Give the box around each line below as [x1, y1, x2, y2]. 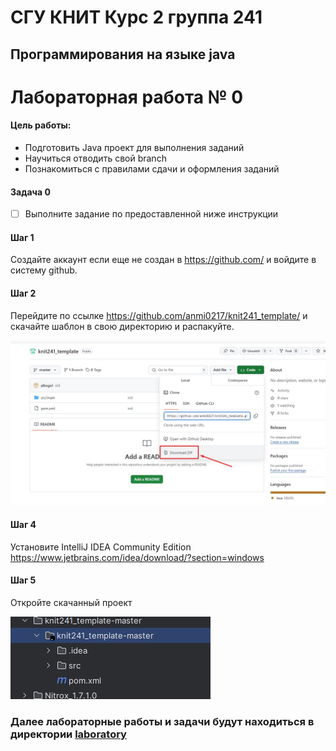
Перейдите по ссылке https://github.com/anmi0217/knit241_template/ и [10, 309, 308, 321]
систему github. [10, 264, 78, 276]
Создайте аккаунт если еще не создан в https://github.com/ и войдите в [10, 254, 317, 266]
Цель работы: [10, 119, 72, 131]
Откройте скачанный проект [10, 596, 133, 608]
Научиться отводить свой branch [24, 152, 167, 164]
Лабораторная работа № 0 [10, 86, 244, 108]
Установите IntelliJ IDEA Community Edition [10, 541, 192, 553]
